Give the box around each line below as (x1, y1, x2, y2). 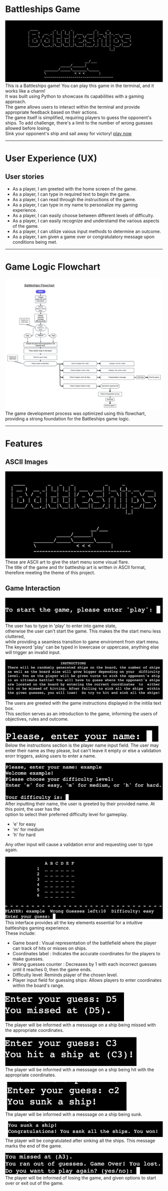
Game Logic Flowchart (5, 261, 101, 272)
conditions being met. (12, 239, 57, 245)
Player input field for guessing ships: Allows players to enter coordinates (12, 977, 162, 983)
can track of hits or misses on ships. (12, 945, 87, 951)
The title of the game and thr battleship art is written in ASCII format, (5, 564, 146, 570)
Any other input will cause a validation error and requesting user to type (5, 841, 153, 847)
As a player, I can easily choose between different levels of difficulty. (12, 212, 154, 218)
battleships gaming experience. (5, 925, 70, 931)
